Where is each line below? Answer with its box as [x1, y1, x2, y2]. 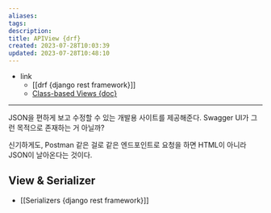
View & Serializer [8, 174, 96, 188]
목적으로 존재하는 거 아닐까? [16, 123, 105, 132]
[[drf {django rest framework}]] [31, 80, 136, 90]
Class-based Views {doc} [31, 89, 118, 98]
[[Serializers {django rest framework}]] [19, 195, 149, 205]
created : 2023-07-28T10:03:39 [8, 42, 110, 50]
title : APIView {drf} [8, 34, 81, 43]
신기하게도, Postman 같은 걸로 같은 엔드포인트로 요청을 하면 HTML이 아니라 [8, 140, 247, 149]
